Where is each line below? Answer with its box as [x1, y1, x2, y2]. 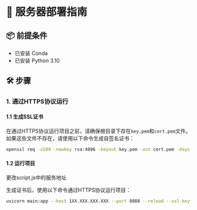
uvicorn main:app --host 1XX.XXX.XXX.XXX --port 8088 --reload [6, 198, 164, 204]
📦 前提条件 [6, 31, 48, 40]
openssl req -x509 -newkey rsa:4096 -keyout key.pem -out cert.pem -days [6, 146, 191, 153]
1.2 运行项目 [6, 160, 35, 167]
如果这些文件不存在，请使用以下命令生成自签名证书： [6, 134, 135, 141]
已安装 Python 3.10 [14, 57, 60, 64]
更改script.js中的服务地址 [6, 174, 67, 181]
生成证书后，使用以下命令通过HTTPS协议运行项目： [6, 186, 131, 194]
